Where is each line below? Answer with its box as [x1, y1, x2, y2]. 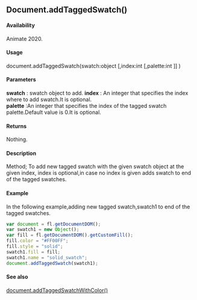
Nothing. [6, 136, 28, 143]
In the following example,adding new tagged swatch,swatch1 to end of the [6, 203, 190, 210]
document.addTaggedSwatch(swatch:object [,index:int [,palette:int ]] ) [6, 62, 181, 69]
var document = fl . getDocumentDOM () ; [6, 221, 101, 227]
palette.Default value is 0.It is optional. [6, 108, 101, 116]
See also [6, 273, 28, 281]
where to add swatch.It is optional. [6, 96, 92, 103]
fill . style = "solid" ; [6, 243, 63, 249]
